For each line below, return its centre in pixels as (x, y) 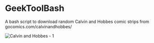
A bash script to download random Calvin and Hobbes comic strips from (77, 21)
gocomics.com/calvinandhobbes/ (38, 26)
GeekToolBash (35, 8)
